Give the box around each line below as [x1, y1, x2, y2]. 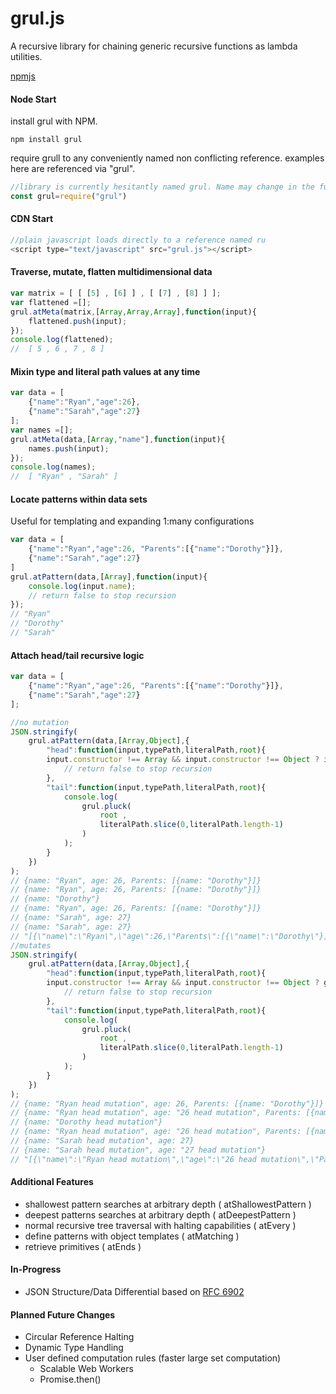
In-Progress [10, 1263, 62, 1276]
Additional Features [10, 1176, 94, 1188]
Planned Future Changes [10, 1308, 116, 1321]
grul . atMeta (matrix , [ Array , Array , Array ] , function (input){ [10, 307, 257, 317]
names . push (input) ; [28, 443, 110, 454]
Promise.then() [39, 1373, 102, 1386]
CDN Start [10, 213, 54, 225]
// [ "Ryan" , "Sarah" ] [10, 472, 118, 482]
